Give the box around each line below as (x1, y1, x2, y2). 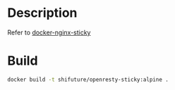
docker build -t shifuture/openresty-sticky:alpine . (7, 76, 169, 83)
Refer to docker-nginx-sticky (7, 28, 91, 37)
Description (7, 5, 78, 21)
